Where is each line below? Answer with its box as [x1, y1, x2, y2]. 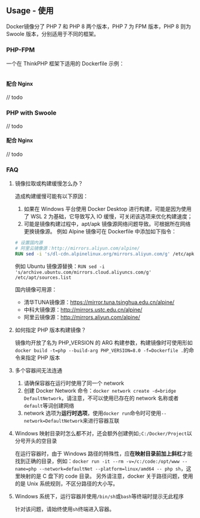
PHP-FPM [6, 46, 35, 54]
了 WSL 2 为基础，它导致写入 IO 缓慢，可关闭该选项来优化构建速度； [23, 213, 193, 220]
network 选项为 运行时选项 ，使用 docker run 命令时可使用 [23, 409, 162, 417]
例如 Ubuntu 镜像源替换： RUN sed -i [14, 263, 105, 270]
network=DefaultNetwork [23, 418, 84, 424]
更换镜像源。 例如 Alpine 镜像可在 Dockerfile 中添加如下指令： [23, 228, 177, 235]
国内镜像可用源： [14, 285, 57, 293]
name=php [14, 466, 37, 472]
